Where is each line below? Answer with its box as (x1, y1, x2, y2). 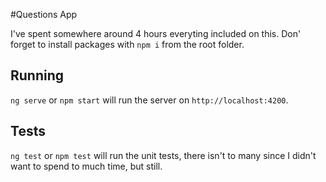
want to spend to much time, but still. (10, 160, 163, 172)
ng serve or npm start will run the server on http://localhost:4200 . (10, 94, 289, 106)
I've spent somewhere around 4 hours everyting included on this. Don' (10, 28, 302, 39)
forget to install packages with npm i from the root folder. (10, 39, 245, 50)
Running (10, 67, 65, 84)
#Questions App (10, 9, 78, 20)
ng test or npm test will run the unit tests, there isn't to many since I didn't (10, 149, 317, 161)
